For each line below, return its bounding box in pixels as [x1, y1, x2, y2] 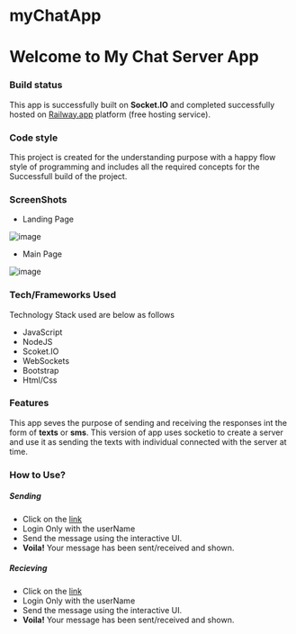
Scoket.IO [22, 346, 59, 357]
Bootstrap [22, 365, 59, 376]
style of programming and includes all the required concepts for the [9, 161, 260, 172]
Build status [9, 78, 63, 91]
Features [9, 397, 49, 410]
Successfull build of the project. [9, 170, 128, 181]
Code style [9, 131, 58, 144]
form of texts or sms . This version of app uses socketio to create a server [9, 427, 283, 438]
